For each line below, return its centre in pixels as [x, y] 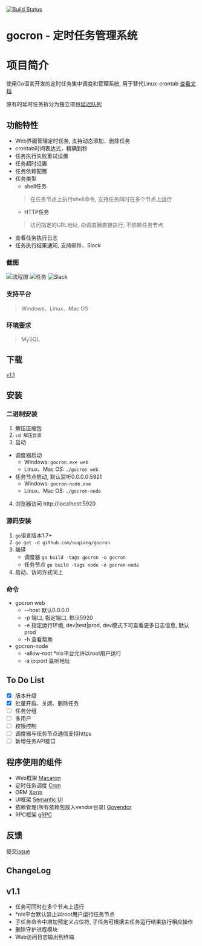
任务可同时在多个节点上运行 [50, 907]
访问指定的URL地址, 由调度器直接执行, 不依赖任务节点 [96, 225]
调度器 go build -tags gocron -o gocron [75, 557]
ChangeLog [29, 871]
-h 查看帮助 [38, 639]
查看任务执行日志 [36, 238]
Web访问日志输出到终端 [44, 937]
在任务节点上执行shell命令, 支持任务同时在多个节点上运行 [101, 199]
